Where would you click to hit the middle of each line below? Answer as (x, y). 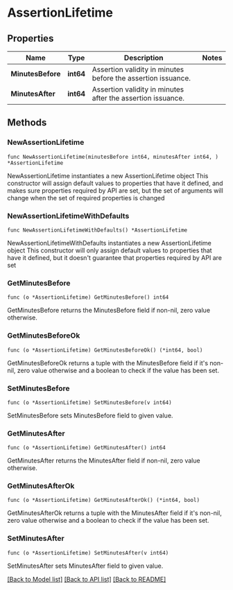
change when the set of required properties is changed (86, 198)
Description (144, 58)
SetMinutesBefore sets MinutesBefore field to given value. (90, 415)
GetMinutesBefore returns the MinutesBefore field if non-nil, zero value (109, 311)
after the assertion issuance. (138, 98)
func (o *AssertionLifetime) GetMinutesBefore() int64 (88, 297)
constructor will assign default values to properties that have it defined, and (115, 183)
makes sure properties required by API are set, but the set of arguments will (115, 190)
